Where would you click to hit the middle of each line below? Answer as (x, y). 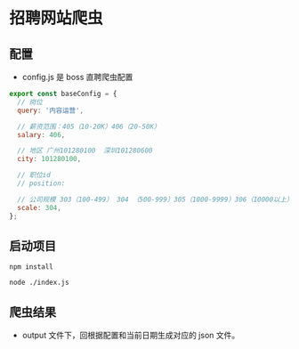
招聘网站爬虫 (57, 18)
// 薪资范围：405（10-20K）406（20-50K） (89, 126)
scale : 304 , (40, 207)
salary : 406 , (41, 134)
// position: (41, 183)
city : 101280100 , (49, 159)
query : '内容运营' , (51, 110)
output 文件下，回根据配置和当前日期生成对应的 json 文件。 (131, 336)
